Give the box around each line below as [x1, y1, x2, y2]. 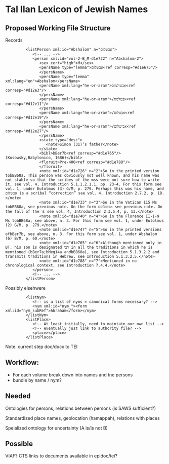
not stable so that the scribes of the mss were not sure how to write [5, 177, 159, 182]
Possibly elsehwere [5, 285, 46, 291]
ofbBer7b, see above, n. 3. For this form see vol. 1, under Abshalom [5, 231, 157, 237]
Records [5, 37, 23, 43]
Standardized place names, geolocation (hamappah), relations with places [5, 415, 160, 421]
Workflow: [5, 358, 39, 367]
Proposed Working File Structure [5, 24, 111, 32]
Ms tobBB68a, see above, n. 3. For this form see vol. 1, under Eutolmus [5, 218, 164, 223]
